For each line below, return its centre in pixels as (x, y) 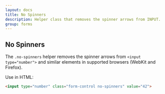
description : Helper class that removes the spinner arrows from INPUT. (83, 19)
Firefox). (14, 67)
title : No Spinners (26, 15)
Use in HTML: (19, 77)
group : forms (19, 24)
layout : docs (19, 10)
